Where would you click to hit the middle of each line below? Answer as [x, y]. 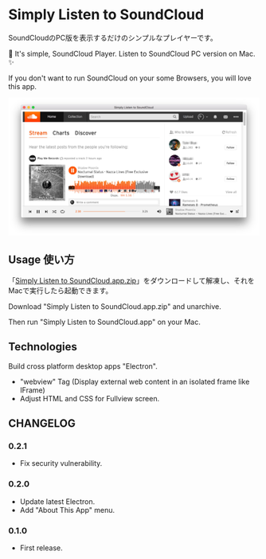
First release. [41, 548]
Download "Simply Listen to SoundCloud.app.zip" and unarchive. [115, 306]
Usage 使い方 [42, 260]
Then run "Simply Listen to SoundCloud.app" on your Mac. [104, 322]
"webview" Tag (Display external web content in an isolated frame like [135, 381]
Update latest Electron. [57, 501]
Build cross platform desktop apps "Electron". [83, 366]
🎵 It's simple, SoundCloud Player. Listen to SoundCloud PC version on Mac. [132, 53]
